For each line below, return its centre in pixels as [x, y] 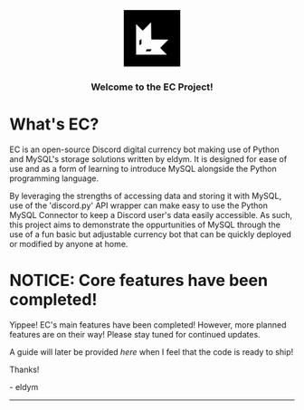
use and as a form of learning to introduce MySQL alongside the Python [143, 168]
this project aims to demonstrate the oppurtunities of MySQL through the [145, 224]
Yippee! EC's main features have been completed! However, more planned [148, 324]
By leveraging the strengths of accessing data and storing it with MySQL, [146, 195]
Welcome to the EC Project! [152, 87]
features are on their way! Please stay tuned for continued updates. [135, 334]
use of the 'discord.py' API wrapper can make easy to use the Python [139, 205]
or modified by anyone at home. [69, 243]
